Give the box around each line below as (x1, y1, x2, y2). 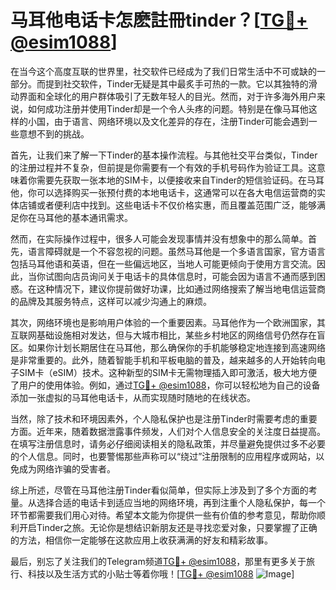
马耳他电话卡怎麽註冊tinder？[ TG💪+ (10, 9, 308, 32)
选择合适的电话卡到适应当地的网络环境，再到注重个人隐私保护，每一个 (36, 496, 326, 508)
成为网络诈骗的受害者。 (18, 462, 116, 475)
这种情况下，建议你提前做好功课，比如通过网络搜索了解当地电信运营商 (36, 282, 326, 295)
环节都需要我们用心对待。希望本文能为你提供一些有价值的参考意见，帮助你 (10, 509, 317, 521)
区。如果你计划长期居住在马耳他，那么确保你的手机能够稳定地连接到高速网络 (10, 341, 326, 353)
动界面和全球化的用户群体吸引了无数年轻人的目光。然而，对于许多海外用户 (10, 90, 317, 102)
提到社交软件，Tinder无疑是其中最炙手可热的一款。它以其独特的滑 (44, 77, 318, 90)
